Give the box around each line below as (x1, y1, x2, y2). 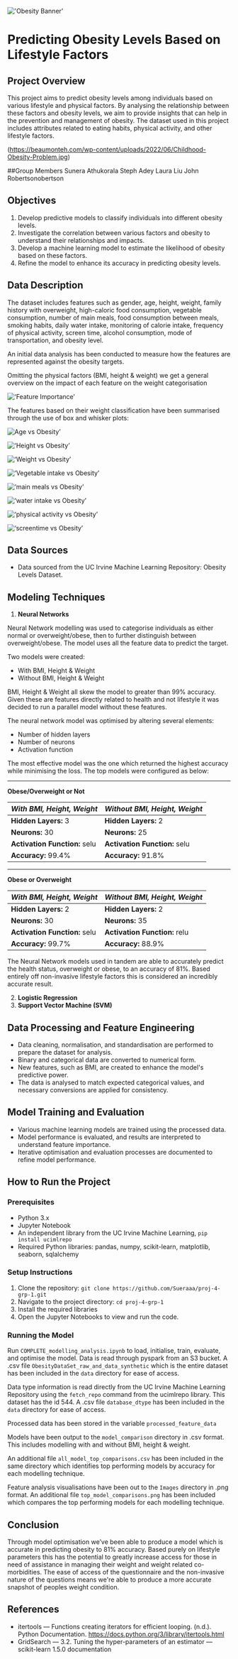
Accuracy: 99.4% (11, 851, 71, 861)
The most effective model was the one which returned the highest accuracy (7, 759, 229, 768)
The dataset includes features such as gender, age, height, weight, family (7, 298, 222, 307)
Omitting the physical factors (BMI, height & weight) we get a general (7, 371, 209, 379)
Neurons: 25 (104, 827, 147, 837)
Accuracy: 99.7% (11, 939, 71, 949)
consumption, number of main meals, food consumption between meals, (7, 313, 220, 322)
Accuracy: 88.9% (104, 939, 164, 949)
